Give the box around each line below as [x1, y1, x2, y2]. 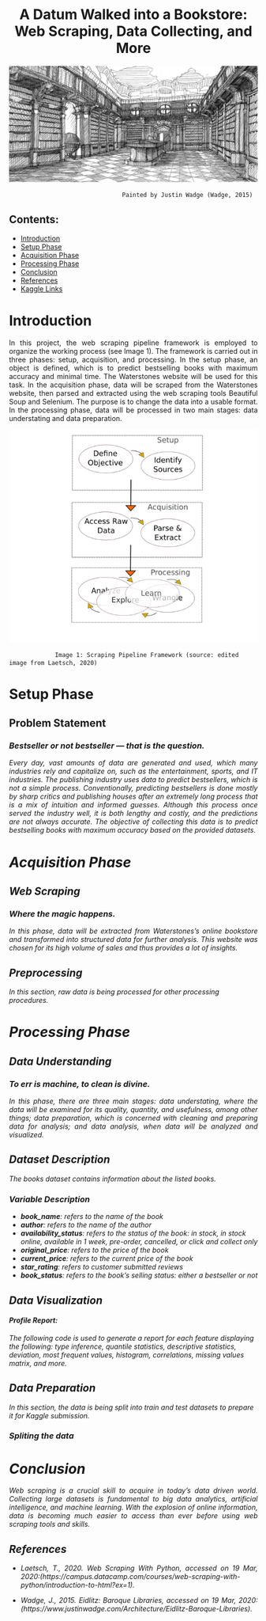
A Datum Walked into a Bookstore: [19, 6, 248, 24]
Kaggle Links [20, 284, 63, 294]
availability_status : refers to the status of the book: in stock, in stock [20, 1228, 247, 1238]
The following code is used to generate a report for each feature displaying [9, 1333, 255, 1342]
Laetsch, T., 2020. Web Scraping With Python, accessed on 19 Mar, [20, 1563, 258, 1573]
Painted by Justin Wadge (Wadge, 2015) [122, 192, 253, 199]
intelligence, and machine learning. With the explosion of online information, [9, 1502, 258, 1513]
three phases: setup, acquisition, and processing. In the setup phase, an [9, 355, 258, 364]
